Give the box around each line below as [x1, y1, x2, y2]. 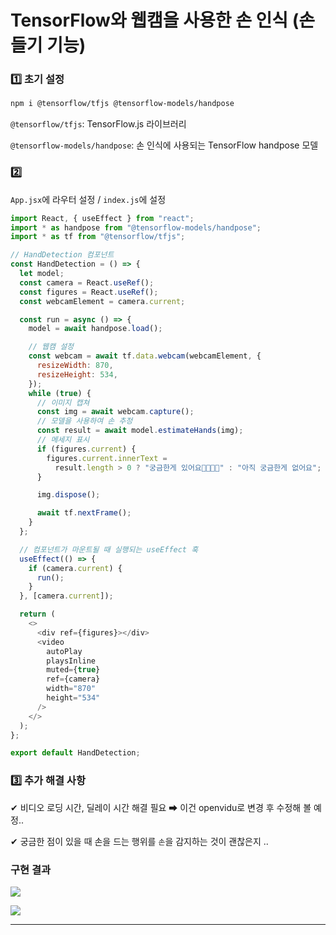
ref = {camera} [46, 674, 101, 685]
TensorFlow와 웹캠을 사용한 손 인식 [10, 9, 289, 32]
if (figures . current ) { [36, 444, 137, 454]
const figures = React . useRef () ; [19, 287, 159, 297]
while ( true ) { [28, 388, 92, 398]
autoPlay [46, 646, 83, 656]
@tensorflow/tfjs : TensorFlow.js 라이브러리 [10, 118, 187, 130]
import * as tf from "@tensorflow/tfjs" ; [10, 232, 186, 242]
